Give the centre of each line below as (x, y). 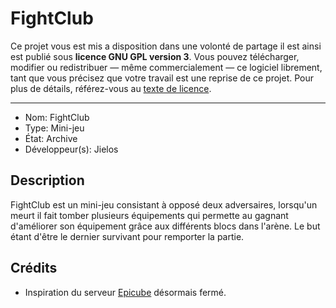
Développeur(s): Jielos (71, 149)
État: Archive (51, 138)
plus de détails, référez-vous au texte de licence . (111, 88)
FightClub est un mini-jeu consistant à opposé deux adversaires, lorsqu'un (164, 204)
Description (47, 180)
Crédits (34, 268)
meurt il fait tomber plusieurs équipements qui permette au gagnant (149, 215)
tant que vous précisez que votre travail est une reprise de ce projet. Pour (162, 78)
